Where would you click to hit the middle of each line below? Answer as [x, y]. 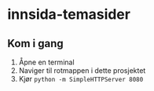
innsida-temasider [69, 15]
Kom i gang [35, 44]
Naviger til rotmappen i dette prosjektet [82, 71]
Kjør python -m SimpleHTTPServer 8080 [81, 79]
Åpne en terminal [47, 62]
